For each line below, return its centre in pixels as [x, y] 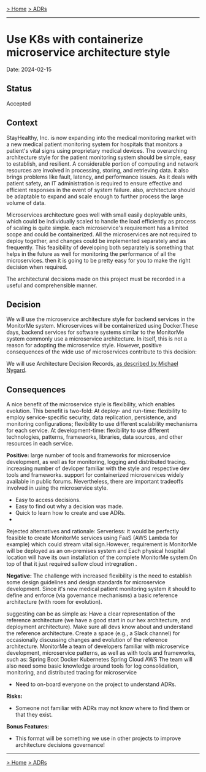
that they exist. [34, 715]
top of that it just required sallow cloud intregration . [72, 564]
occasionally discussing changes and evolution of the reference [87, 640]
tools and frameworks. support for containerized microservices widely [95, 475]
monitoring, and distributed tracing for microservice [71, 673]
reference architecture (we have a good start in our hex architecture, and [98, 620]
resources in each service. [40, 444]
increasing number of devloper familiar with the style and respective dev [98, 468]
